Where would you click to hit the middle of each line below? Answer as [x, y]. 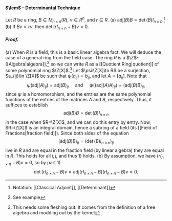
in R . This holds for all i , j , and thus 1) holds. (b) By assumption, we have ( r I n [84, 156]
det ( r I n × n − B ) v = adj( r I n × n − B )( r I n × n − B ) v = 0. [86, 172]
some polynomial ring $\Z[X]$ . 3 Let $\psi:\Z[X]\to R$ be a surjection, [78, 70]
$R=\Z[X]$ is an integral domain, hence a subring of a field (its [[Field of [81, 128]
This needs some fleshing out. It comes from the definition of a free [84, 207]
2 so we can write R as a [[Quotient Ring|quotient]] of [103, 63]
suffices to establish [27, 105]
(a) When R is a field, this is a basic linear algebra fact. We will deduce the [83, 52]
